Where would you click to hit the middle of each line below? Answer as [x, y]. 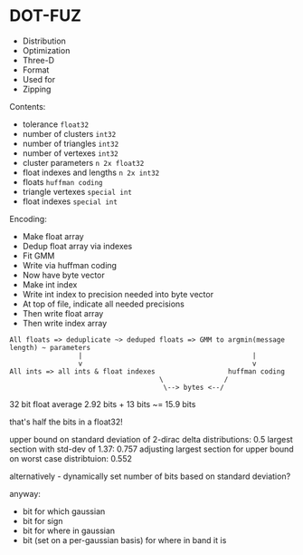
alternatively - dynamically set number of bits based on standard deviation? [150, 476]
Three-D [38, 60]
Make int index [50, 284]
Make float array [53, 236]
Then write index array [65, 323]
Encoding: [28, 219]
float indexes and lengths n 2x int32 [91, 172]
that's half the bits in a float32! [66, 422]
